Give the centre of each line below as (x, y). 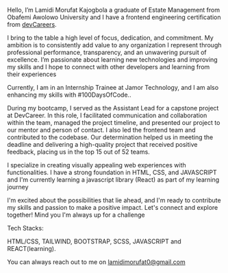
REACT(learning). (31, 249)
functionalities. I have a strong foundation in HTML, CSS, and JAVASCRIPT (112, 172)
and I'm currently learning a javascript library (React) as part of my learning (113, 180)
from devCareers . (32, 24)
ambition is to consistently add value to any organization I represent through (114, 45)
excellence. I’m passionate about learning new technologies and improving (112, 60)
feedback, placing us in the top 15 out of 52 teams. (79, 152)
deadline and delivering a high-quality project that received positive (102, 144)
